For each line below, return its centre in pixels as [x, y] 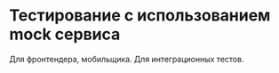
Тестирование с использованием [140, 16]
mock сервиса [65, 34]
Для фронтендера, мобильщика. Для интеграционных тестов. [127, 59]
